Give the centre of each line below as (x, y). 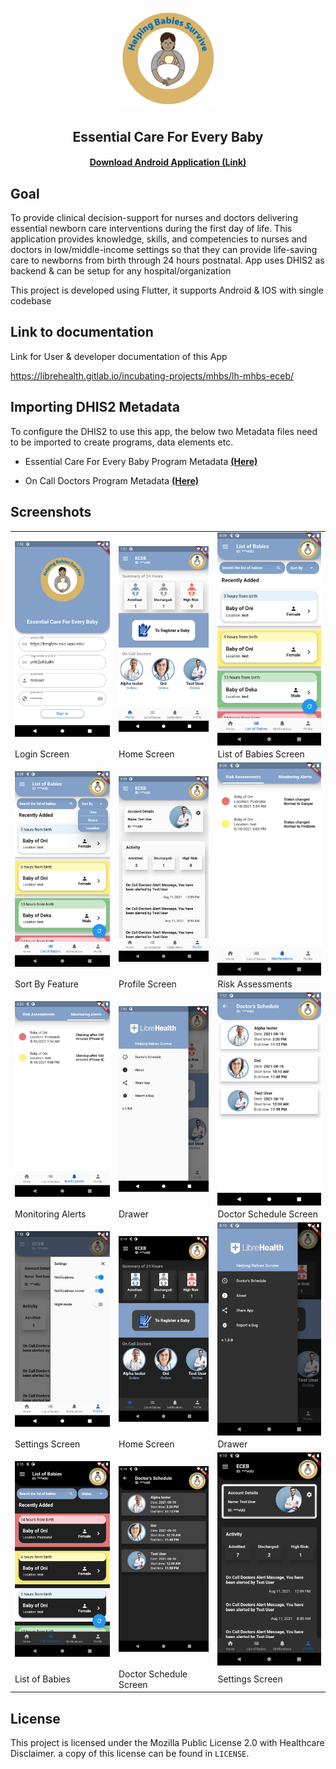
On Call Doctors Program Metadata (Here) (112, 480)
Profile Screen (147, 984)
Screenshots (51, 512)
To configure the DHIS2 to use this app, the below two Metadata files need (164, 431)
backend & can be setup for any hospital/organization (121, 271)
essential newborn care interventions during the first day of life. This (151, 229)
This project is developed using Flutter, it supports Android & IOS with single (167, 290)
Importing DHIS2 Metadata (95, 407)
